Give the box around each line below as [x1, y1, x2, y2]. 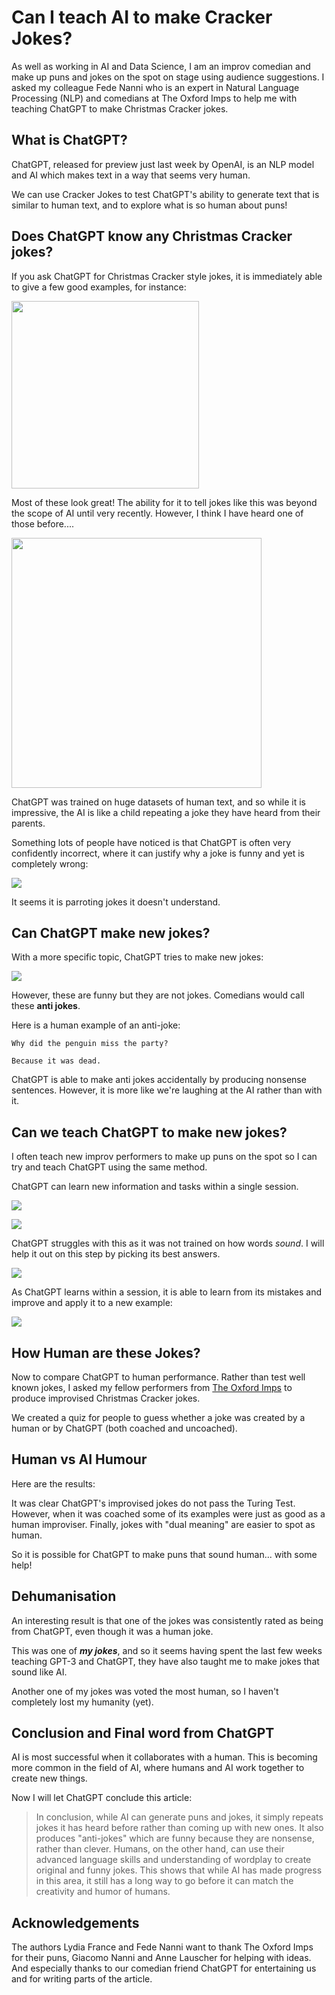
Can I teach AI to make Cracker [11, 6, 273, 29]
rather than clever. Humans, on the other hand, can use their [35, 1843, 285, 1855]
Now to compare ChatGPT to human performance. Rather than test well [11, 1371, 306, 1383]
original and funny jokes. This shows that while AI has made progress [35, 1864, 323, 1876]
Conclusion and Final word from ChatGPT [11, 1725, 275, 1742]
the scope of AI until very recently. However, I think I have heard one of [11, 507, 304, 519]
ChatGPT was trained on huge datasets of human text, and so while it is [11, 796, 306, 808]
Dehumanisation [11, 1588, 117, 1605]
